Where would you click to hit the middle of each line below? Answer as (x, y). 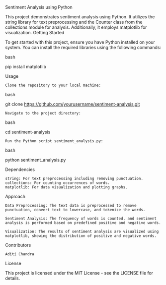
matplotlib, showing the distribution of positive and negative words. (81, 236)
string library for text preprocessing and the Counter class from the (74, 22)
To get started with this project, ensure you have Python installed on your (80, 42)
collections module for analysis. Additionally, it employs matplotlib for (76, 27)
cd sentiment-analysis (28, 132)
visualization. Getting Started (35, 32)
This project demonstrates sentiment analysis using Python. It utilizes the (80, 17)
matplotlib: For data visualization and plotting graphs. (66, 187)
